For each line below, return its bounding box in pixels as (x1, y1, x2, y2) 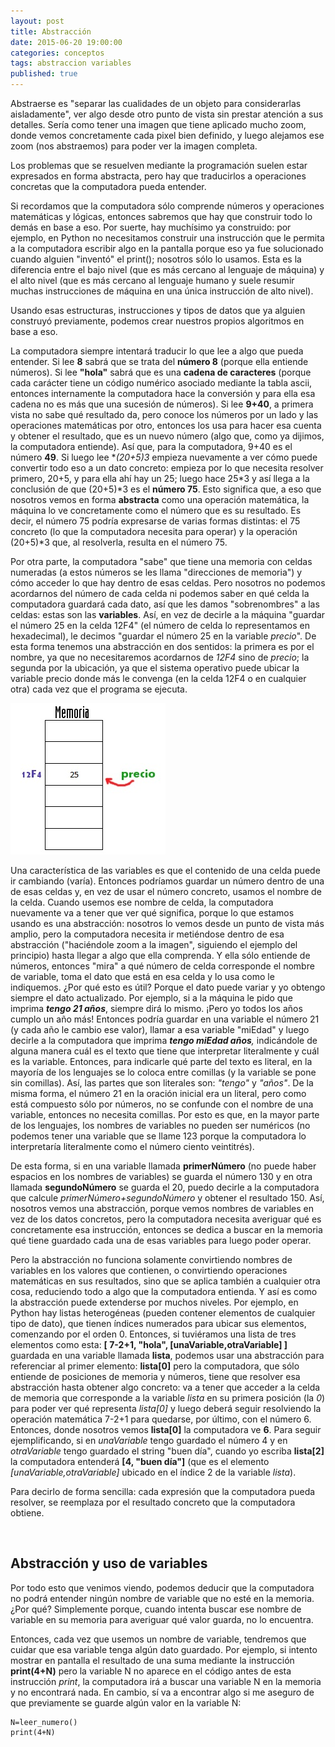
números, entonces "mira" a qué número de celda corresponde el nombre (10, 960, 315, 972)
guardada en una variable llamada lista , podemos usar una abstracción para (10, 1350, 325, 1361)
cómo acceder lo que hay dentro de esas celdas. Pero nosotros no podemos (10, 577, 326, 589)
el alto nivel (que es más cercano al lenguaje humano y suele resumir (10, 275, 295, 286)
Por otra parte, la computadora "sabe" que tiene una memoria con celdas (10, 556, 313, 567)
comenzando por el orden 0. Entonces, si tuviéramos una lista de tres (10, 1328, 297, 1340)
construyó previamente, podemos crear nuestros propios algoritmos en (10, 315, 305, 327)
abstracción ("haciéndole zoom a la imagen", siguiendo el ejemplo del (10, 939, 298, 950)
